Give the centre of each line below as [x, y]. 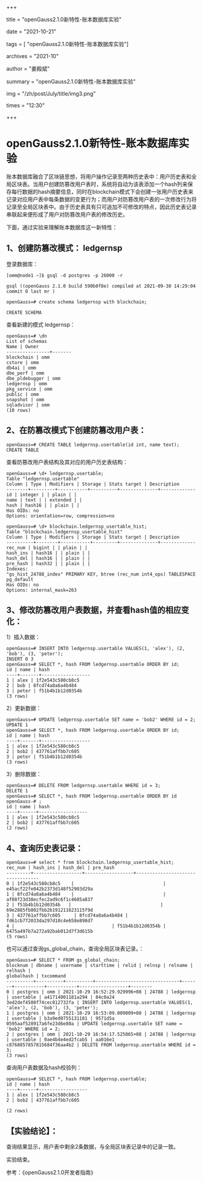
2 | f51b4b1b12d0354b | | [85, 905]
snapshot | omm [25, 400]
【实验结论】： [32, 1131]
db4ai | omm [21, 368]
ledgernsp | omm [27, 383]
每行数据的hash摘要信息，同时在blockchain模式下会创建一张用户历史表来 [102, 191]
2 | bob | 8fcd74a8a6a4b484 [42, 686]
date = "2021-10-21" [31, 32]
